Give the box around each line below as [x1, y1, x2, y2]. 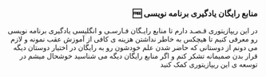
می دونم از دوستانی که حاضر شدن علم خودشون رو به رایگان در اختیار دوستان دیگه [13, 43, 258, 52]
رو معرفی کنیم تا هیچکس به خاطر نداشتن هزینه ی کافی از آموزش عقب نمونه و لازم [10, 34, 258, 44]
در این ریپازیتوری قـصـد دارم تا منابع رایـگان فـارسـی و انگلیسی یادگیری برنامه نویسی [7, 26, 258, 36]
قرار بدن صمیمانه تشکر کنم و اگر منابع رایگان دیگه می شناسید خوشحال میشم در [19, 52, 258, 61]
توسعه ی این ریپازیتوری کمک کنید [160, 60, 258, 69]
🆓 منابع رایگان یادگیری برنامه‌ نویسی [132, 8, 258, 19]
